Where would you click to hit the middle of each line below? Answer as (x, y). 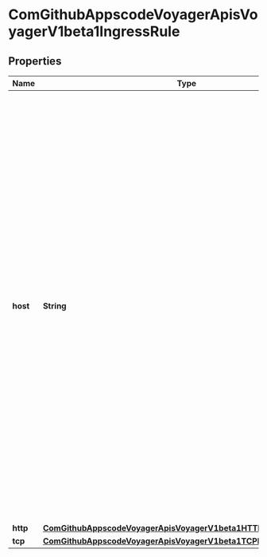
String (54, 306)
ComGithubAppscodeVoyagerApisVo (133, 15)
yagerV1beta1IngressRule (94, 31)
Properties (35, 61)
